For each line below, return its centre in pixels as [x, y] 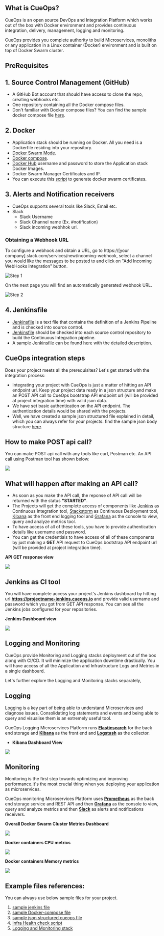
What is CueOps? [32, 8]
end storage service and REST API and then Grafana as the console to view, [82, 804]
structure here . [27, 426]
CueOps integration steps [45, 358]
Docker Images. [28, 168]
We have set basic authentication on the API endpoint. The [71, 406]
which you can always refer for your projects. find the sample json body [85, 421]
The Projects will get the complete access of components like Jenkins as [85, 506]
